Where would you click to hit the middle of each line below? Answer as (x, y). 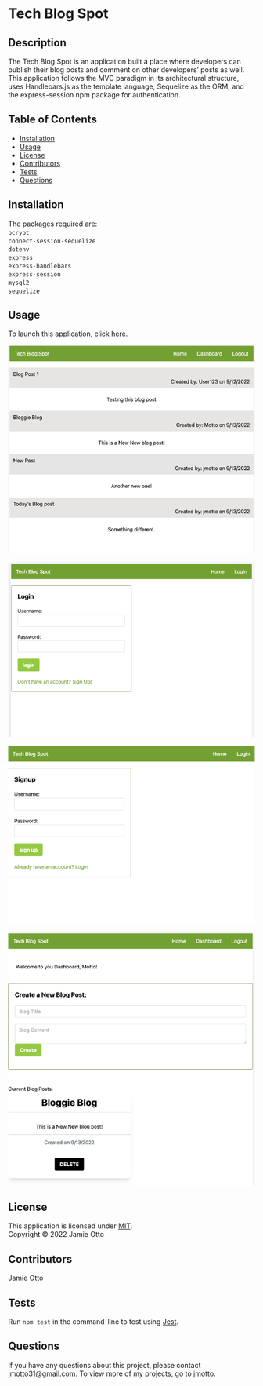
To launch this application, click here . (68, 334)
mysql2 (19, 283)
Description (37, 43)
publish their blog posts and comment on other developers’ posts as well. (126, 70)
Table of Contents (53, 120)
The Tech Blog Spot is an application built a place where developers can (124, 61)
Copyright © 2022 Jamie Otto (56, 1235)
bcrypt (19, 232)
